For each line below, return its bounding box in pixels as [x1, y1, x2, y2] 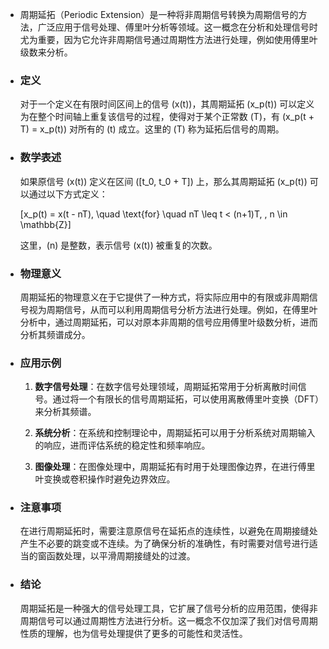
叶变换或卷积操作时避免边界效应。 [34, 473, 176, 485]
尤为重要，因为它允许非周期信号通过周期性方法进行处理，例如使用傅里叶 [19, 34, 318, 45]
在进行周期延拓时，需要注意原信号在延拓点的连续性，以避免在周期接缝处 [19, 525, 318, 537]
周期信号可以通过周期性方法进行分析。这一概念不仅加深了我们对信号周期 [19, 614, 318, 627]
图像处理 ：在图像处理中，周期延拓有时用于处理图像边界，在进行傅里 [34, 461, 316, 473]
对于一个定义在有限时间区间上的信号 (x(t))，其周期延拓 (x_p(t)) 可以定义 [19, 98, 315, 110]
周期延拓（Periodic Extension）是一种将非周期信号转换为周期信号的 [19, 9, 299, 20]
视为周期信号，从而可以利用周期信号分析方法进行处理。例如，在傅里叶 [28, 303, 318, 315]
